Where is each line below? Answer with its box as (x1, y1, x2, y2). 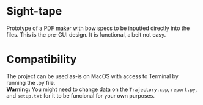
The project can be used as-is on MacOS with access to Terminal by (6, 72, 179, 80)
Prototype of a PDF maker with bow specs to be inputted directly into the (6, 24, 190, 32)
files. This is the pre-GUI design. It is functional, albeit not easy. (6, 31, 166, 38)
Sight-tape (6, 4, 62, 18)
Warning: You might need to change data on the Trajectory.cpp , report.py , (6, 85, 197, 93)
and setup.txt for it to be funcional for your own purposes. (6, 92, 155, 99)
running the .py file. (6, 79, 56, 86)
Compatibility (6, 52, 77, 67)
